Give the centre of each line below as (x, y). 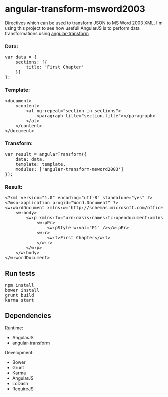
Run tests (20, 273)
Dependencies (28, 316)
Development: (19, 352)
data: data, (30, 159)
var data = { (21, 57)
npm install (20, 285)
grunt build (20, 295)
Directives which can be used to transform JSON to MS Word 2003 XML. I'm (84, 23)
